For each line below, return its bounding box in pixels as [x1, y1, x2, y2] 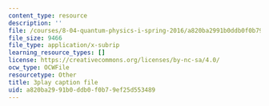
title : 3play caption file [8, 78, 98, 86]
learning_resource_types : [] [8, 49, 106, 57]
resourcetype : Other [8, 71, 78, 79]
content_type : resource [8, 11, 88, 20]
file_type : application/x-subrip [8, 41, 120, 49]
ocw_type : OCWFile [8, 64, 70, 72]
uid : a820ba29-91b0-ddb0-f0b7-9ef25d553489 [8, 85, 156, 94]
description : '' [8, 19, 62, 27]
